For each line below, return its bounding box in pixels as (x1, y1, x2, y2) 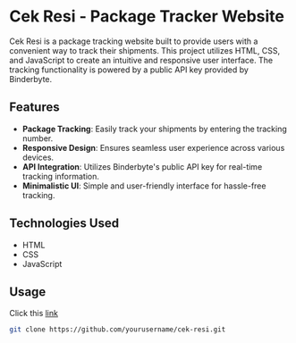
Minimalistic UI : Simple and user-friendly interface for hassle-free (21, 180, 266, 191)
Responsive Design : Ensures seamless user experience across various (21, 142, 285, 153)
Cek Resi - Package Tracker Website (9, 6, 284, 27)
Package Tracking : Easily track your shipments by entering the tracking (21, 123, 288, 134)
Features (9, 100, 60, 115)
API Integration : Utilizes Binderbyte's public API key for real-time (21, 161, 263, 171)
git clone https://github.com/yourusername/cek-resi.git (9, 325, 226, 334)
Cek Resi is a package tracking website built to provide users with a (9, 36, 258, 46)
